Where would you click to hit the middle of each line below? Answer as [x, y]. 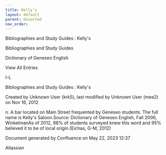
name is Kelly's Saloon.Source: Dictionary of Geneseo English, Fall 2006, [81, 118]
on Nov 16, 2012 [22, 102]
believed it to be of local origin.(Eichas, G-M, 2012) [58, 128]
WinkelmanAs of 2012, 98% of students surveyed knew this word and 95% [83, 123]
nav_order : [17, 24]
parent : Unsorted [24, 19]
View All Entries [22, 68]
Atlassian [15, 148]
